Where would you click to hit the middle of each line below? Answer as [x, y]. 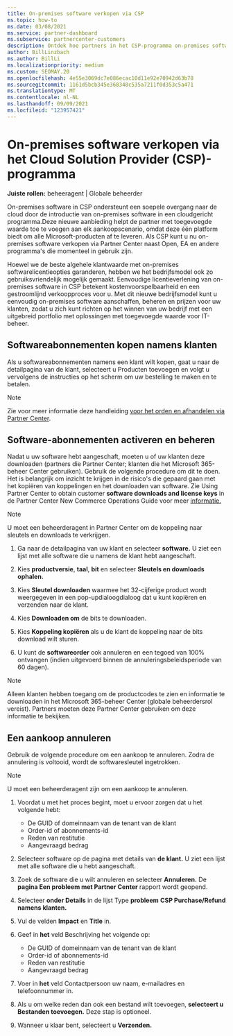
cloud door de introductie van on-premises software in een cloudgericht [110, 214]
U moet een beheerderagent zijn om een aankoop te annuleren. [98, 789]
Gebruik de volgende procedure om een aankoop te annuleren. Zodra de [111, 755]
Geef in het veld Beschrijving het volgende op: [84, 935]
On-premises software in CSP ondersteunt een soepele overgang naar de [112, 207]
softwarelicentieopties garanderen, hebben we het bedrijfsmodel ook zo [110, 272]
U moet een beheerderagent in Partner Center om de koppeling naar [105, 528]
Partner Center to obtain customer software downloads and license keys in [116, 494]
